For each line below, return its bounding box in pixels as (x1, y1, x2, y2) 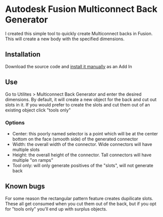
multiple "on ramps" (12, 157, 54, 163)
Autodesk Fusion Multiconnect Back (5, 3, 158, 15)
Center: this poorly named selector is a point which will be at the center (12, 130, 159, 136)
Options (5, 119, 25, 126)
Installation (5, 50, 41, 59)
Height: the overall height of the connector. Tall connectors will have (12, 152, 152, 158)
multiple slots (12, 146, 40, 152)
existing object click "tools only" (5, 107, 71, 113)
